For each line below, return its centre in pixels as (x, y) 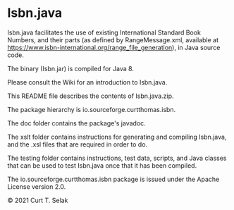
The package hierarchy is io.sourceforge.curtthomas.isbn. (92, 109)
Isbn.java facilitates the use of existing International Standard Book (104, 32)
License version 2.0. (37, 186)
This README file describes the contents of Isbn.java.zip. (91, 96)
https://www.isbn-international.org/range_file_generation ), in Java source (114, 47)
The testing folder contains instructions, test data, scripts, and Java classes (117, 158)
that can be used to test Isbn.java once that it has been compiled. (102, 165)
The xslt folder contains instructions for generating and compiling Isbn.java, (117, 137)
